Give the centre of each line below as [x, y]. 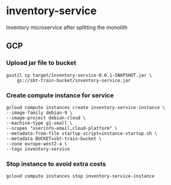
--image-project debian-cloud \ [46, 118]
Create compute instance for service [60, 95]
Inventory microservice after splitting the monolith [67, 27]
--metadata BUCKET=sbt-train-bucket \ [54, 138]
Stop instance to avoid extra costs [56, 164]
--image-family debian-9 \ [39, 113]
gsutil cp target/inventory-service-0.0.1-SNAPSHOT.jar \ [79, 75]
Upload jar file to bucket [41, 63]
